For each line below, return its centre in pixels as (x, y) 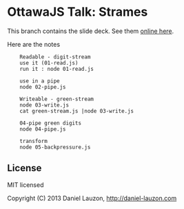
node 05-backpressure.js (55, 147)
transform (34, 141)
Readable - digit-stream (55, 57)
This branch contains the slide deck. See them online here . (91, 31)
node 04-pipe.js (43, 129)
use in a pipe (40, 81)
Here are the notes (34, 44)
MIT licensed (25, 185)
